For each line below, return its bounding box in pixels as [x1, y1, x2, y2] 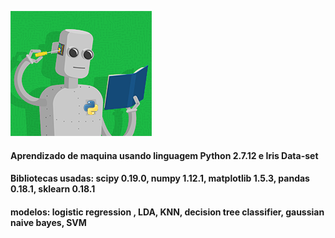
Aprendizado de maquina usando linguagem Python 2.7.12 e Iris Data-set [10, 149, 319, 161]
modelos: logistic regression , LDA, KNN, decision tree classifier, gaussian [10, 206, 325, 218]
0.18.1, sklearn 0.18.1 [10, 183, 96, 195]
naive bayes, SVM [10, 216, 87, 228]
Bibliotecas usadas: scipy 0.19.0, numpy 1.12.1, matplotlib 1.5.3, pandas [10, 172, 310, 185]
